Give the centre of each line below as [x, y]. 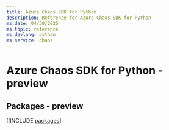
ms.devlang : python [31, 35]
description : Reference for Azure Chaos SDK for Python [79, 18]
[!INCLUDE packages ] [34, 121]
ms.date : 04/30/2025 [33, 23]
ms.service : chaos [30, 40]
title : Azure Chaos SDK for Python [52, 12]
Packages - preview [45, 106]
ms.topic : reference [33, 29]
